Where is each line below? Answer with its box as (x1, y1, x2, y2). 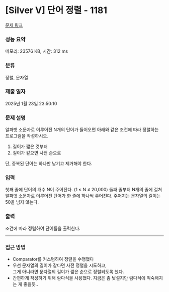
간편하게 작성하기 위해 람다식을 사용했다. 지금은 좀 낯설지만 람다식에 (12, 275, 146, 281)
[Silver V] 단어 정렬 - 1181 (5, 5, 107, 16)
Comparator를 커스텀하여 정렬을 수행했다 (12, 256, 94, 262)
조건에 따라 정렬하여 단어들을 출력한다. (5, 225, 80, 231)
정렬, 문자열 (5, 74, 29, 80)
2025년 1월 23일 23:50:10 (5, 100, 57, 106)
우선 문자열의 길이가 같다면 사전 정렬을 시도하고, (12, 262, 107, 268)
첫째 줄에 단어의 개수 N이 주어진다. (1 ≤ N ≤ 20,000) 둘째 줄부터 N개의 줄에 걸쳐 (5, 187, 162, 193)
